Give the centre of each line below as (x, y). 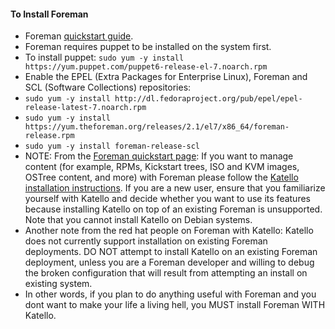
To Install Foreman (49, 14)
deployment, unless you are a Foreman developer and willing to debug (169, 262)
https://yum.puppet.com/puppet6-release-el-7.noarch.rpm (146, 67)
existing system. (58, 284)
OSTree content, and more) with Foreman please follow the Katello (161, 177)
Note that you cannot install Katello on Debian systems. (138, 220)
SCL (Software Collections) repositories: (108, 87)
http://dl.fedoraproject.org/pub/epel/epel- (208, 99)
